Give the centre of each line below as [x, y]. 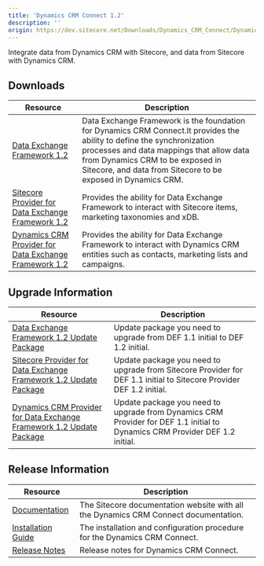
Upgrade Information [60, 292]
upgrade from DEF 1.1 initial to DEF [179, 337]
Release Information [59, 470]
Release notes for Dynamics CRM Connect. [159, 549]
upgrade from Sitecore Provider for [178, 370]
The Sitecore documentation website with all [161, 505]
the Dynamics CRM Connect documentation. [161, 514]
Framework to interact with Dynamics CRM [161, 244]
